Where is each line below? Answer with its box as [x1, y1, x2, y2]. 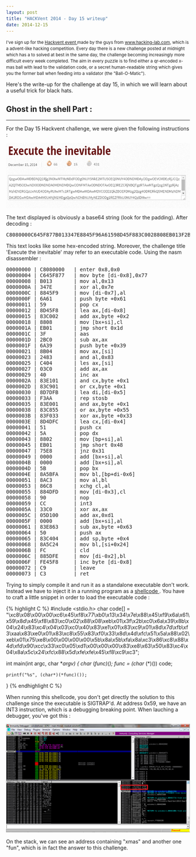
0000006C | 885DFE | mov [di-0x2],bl [6, 553, 127, 560]
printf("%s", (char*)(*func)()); [6, 672, 87, 678]
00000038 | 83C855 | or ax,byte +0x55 [6, 407, 129, 414]
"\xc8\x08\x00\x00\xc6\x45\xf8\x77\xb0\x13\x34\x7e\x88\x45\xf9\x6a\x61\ [6, 611, 190, 618]
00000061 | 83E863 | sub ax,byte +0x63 [6, 524, 132, 531]
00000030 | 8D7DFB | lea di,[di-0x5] [6, 389, 127, 396]
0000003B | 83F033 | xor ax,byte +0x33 [6, 412, 132, 419]
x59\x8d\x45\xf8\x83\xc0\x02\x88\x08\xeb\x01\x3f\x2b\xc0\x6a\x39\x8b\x [6, 618, 190, 625]
